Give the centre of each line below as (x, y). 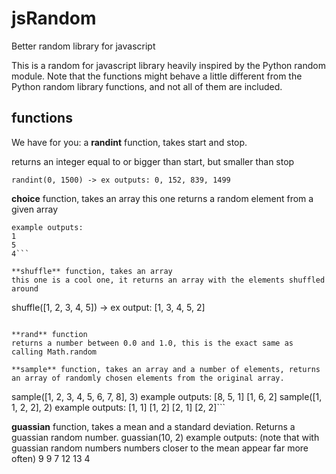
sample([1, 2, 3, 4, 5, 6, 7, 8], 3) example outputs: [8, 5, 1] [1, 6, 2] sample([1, (167, 396)
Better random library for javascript (83, 46)
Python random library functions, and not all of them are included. (147, 86)
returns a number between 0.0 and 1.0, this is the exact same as (152, 343)
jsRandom (54, 18)
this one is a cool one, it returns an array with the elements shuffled (168, 280)
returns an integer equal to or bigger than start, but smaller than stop (153, 161)
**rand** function (49, 334)
